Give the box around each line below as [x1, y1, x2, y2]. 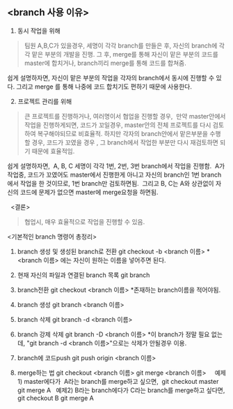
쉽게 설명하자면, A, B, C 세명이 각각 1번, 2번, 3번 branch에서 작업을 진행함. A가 [7, 161, 225, 170]
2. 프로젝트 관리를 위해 [10, 97, 72, 105]
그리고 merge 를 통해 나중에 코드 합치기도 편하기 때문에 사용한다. [16, 82, 193, 91]
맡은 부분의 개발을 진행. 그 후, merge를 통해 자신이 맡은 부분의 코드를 [31, 50, 219, 58]
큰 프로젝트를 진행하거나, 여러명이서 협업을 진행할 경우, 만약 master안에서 [24, 112, 226, 120]
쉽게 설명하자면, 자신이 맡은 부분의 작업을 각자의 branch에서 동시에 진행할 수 [7, 73, 215, 82]
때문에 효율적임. [31, 147, 75, 155]
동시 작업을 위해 [17, 27, 61, 35]
